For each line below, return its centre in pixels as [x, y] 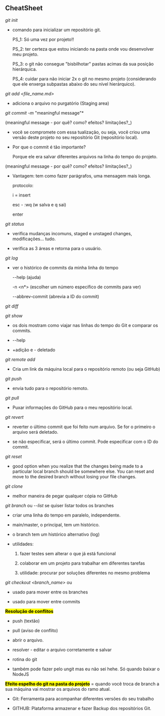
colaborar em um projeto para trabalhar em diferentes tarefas [82, 563]
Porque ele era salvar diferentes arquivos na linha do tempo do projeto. [85, 156]
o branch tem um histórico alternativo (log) [56, 534]
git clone [14, 486]
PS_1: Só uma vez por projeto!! [43, 39]
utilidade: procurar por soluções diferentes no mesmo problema [85, 573]
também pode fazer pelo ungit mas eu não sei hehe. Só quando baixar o [86, 669]
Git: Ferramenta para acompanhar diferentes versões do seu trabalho [83, 699]
